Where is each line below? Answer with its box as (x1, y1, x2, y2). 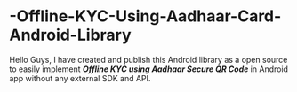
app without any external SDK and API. (9, 73, 151, 83)
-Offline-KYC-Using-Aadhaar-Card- (9, 6, 282, 27)
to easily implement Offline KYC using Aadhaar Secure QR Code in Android (9, 64, 289, 74)
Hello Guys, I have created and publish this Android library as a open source (9, 54, 288, 65)
